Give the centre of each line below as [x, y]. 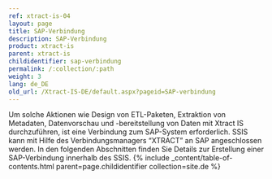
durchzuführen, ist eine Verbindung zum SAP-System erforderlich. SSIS [128, 132]
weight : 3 [25, 76]
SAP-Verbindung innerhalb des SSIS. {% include [89, 158]
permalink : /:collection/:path [61, 69]
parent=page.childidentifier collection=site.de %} [138, 167]
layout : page [30, 24]
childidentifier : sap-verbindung [65, 62]
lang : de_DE [28, 84]
